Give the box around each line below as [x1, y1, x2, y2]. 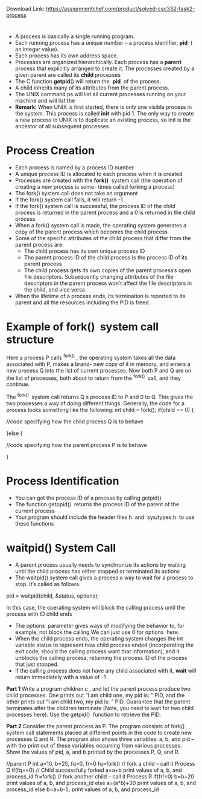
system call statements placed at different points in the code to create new [6, 729, 192, 736]
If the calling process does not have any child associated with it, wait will [14, 667, 197, 674]
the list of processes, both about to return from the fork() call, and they [6, 373, 181, 382]
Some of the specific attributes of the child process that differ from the [14, 235, 191, 242]
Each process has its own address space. [14, 52, 119, 59]
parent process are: [14, 241, 65, 249]
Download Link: [6, 5, 45, 12]
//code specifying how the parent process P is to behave [6, 442, 147, 449]
